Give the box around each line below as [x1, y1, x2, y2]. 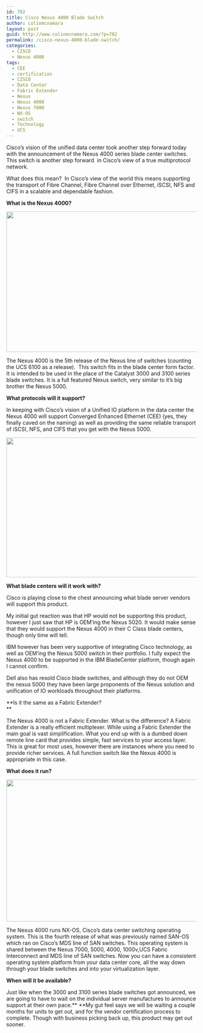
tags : [6, 59, 20, 65]
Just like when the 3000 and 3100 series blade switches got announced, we [6, 989, 196, 995]
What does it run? [6, 768, 52, 774]
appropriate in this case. [6, 756, 66, 763]
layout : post [6, 25, 39, 32]
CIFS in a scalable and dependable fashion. [6, 188, 114, 194]
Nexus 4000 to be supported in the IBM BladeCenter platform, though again [6, 656, 195, 663]
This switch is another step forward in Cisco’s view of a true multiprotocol [6, 157, 191, 164]
